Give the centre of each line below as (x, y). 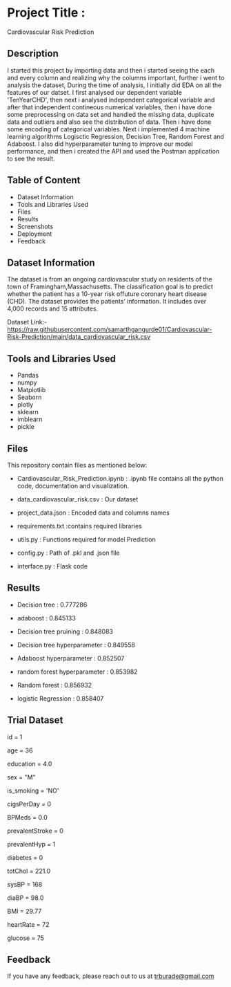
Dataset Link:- (27, 322)
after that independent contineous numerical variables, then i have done (110, 107)
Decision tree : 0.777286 (52, 605)
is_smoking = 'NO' (33, 791)
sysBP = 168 (25, 884)
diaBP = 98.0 (26, 898)
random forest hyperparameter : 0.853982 (77, 672)
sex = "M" (21, 777)
